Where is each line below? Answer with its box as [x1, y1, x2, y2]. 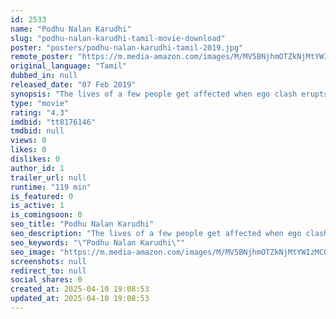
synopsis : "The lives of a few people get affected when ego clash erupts [10, 89, 329, 99]
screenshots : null [10, 256, 87, 266]
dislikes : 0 [10, 154, 60, 164]
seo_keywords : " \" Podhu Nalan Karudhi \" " [10, 237, 186, 248]
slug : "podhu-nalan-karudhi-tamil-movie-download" [10, 33, 226, 43]
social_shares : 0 [10, 275, 83, 285]
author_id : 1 [10, 163, 65, 173]
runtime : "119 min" [10, 182, 92, 192]
